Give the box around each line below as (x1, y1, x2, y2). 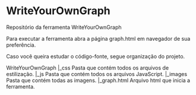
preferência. (6, 41, 36, 48)
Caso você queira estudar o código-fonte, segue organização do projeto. (6, 53, 185, 60)
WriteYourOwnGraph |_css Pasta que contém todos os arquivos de (6, 64, 169, 71)
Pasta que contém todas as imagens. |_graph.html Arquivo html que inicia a (6, 77, 191, 84)
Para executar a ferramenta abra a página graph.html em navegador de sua (6, 35, 191, 42)
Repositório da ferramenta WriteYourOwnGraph (6, 24, 122, 31)
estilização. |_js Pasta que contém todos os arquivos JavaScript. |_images (6, 70, 188, 77)
